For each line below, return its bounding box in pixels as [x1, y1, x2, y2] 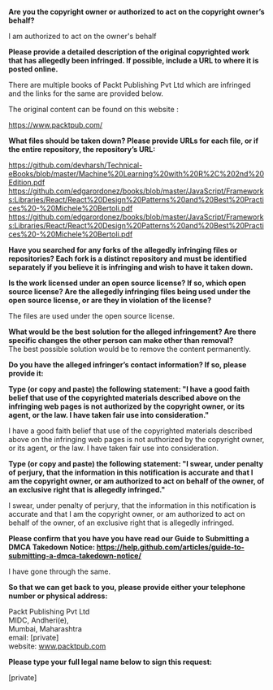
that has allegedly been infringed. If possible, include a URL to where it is [8, 56, 259, 65]
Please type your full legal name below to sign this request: [8, 657, 213, 666]
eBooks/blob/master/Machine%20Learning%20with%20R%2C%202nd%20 [8, 169, 265, 178]
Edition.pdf [8, 178, 45, 187]
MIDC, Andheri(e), [8, 615, 69, 625]
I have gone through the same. [8, 566, 111, 576]
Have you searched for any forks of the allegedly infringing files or [8, 245, 238, 254]
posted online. [8, 64, 58, 74]
